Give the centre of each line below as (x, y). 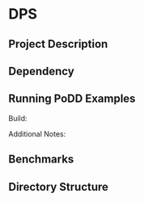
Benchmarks (41, 160)
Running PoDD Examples (72, 99)
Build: (18, 118)
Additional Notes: (37, 133)
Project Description (58, 44)
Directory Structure (59, 187)
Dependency (41, 71)
